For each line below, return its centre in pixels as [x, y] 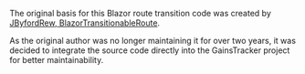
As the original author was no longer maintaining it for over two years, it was [153, 41]
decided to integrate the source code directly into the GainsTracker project [150, 50]
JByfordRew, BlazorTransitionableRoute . [85, 23]
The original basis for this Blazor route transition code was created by [140, 13]
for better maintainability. [57, 60]
